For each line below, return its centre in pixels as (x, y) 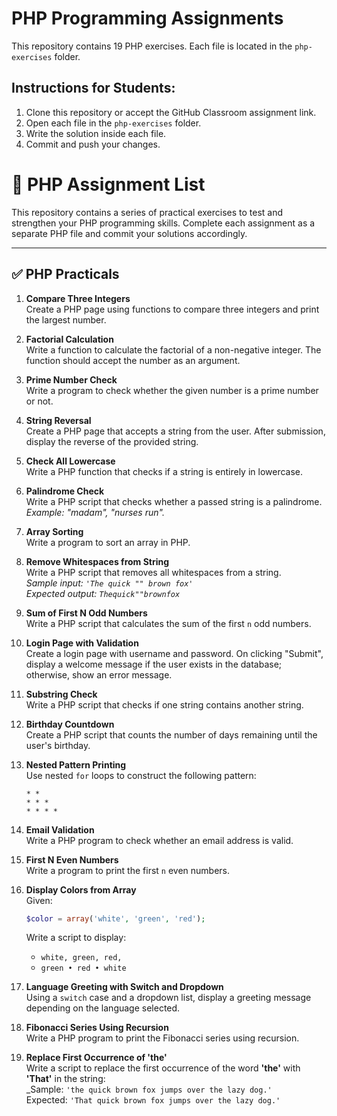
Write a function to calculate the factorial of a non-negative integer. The (173, 349)
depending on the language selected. (103, 1008)
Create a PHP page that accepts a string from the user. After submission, (175, 431)
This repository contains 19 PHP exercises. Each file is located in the (152, 46)
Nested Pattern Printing (76, 764)
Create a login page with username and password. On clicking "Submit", (174, 653)
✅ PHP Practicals (65, 274)
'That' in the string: (65, 1079)
